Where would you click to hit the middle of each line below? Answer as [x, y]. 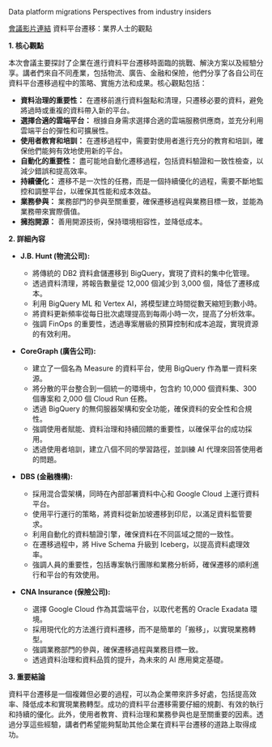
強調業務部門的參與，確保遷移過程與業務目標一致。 [117, 649]
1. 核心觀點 [26, 45]
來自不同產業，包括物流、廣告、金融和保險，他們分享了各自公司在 [153, 73]
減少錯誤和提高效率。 [55, 171]
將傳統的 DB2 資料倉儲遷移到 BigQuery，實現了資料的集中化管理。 [143, 273]
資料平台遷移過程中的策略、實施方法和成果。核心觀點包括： [108, 83]
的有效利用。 [53, 334]
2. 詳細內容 [27, 239]
